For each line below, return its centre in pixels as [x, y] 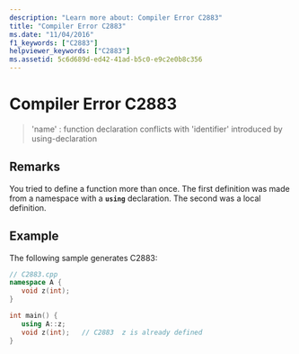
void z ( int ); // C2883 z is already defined [112, 332]
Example [34, 236]
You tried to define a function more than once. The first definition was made [149, 188]
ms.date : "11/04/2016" [52, 34]
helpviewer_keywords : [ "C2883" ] [70, 51]
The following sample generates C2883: [84, 258]
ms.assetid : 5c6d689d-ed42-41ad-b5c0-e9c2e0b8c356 [106, 59]
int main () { [34, 316]
